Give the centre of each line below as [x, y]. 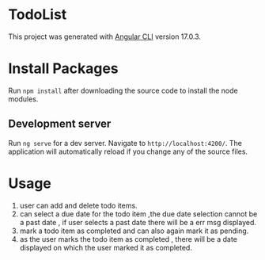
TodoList [38, 15]
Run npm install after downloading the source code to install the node [123, 90]
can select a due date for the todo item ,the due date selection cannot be [138, 214]
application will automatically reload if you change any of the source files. [128, 151]
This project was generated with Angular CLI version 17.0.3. [105, 36]
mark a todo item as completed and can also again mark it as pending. [134, 231]
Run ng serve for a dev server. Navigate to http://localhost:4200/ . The [125, 143]
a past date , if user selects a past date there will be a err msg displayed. [138, 222]
